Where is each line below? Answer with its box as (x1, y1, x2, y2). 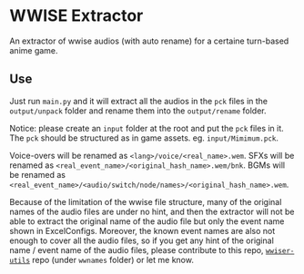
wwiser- (265, 246, 295, 255)
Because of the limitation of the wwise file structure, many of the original (9, 196, 282, 207)
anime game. (9, 44, 58, 55)
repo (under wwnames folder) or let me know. (31, 254, 194, 265)
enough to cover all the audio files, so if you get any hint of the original (9, 235, 275, 246)
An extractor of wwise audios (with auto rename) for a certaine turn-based (9, 35, 289, 46)
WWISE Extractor (9, 5, 144, 26)
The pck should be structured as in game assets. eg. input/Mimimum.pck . (9, 132, 279, 143)
